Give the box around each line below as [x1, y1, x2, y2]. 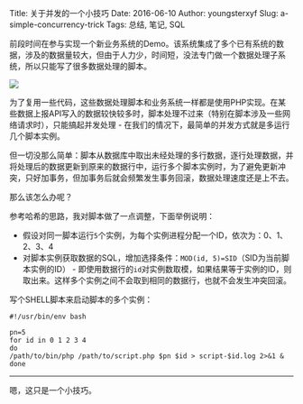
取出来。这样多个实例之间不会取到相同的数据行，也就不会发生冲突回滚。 [22, 275, 291, 286]
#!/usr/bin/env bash [9, 312, 87, 321]
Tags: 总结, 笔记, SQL [106, 19, 186, 30]
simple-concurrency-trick [9, 19, 106, 30]
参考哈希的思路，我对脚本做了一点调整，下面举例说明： [9, 211, 215, 221]
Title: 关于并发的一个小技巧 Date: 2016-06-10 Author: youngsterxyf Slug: [9, 8, 279, 18]
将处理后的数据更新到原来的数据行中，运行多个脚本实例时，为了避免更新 [9, 161, 278, 171]
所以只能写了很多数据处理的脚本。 [24, 61, 151, 71]
